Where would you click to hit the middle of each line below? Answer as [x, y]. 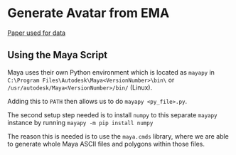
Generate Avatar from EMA [88, 13]
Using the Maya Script [58, 55]
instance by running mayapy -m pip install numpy [80, 122]
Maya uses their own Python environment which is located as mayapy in [111, 72]
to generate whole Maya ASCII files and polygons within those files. [106, 144]
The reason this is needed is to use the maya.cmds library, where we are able [118, 136]
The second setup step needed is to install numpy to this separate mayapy [113, 114]
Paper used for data [37, 33]
